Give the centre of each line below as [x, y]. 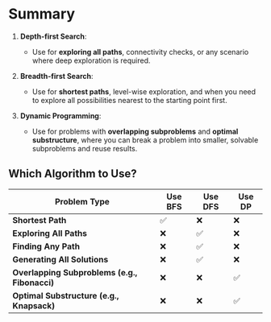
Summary [42, 14]
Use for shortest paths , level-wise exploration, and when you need [144, 91]
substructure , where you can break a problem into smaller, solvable [145, 140]
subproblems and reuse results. [85, 148]
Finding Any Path [46, 246]
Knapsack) [34, 305]
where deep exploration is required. [91, 60]
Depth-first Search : [53, 36]
